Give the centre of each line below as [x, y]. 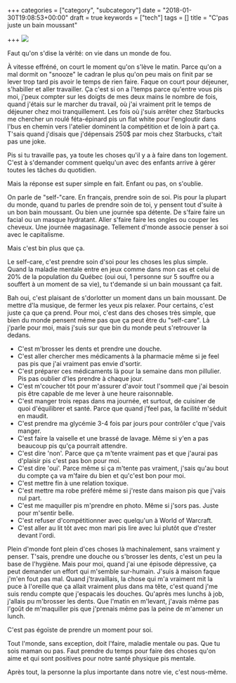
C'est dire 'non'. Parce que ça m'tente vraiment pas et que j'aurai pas [118, 453]
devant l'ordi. [37, 535]
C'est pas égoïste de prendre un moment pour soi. [80, 630]
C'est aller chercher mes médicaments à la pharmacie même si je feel [118, 356]
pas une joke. [27, 141]
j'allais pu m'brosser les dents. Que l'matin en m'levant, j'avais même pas [113, 601]
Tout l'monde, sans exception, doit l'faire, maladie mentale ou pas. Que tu [114, 643]
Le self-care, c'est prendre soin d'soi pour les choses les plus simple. [108, 262]
